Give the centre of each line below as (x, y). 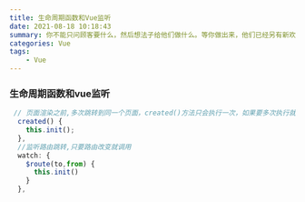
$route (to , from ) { (60, 164)
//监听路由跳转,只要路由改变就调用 (74, 146)
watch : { (34, 156)
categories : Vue (40, 43)
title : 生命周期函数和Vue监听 (60, 18)
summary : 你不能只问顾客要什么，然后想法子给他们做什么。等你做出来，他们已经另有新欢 (153, 35)
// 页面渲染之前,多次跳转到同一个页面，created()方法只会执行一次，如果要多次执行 (151, 113)
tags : (20, 52)
